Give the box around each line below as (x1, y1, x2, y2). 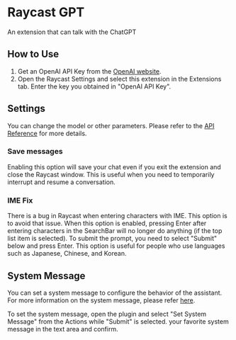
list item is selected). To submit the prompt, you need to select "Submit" (7, 234, 218, 243)
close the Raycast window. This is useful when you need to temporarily (7, 170, 215, 178)
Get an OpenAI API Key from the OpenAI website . (17, 67, 162, 75)
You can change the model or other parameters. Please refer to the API (7, 121, 215, 130)
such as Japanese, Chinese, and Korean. (7, 249, 127, 258)
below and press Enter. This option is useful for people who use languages (7, 242, 225, 250)
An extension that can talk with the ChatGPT (7, 28, 137, 36)
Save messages (7, 147, 63, 157)
